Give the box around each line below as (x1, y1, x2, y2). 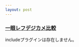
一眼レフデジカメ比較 (5, 24, 56, 31)
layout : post (5, 7, 32, 12)
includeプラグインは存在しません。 (5, 37, 77, 43)
